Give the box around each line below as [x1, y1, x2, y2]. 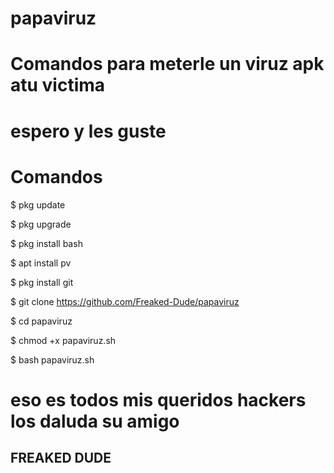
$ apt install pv [10, 257, 72, 269]
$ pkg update [10, 198, 66, 211]
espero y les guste [10, 120, 167, 142]
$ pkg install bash [10, 237, 83, 249]
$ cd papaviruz [10, 315, 73, 327]
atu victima [10, 74, 106, 97]
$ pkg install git [10, 276, 74, 288]
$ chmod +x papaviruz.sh [10, 334, 117, 346]
